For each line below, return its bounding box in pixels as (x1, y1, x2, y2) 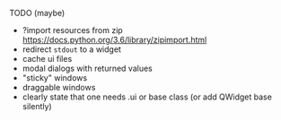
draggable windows (22, 82, 96, 92)
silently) (22, 101, 52, 111)
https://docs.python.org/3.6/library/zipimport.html (22, 35, 207, 45)
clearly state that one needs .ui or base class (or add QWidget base (22, 91, 272, 102)
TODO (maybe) (9, 8, 66, 18)
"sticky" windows (22, 73, 88, 83)
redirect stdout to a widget (22, 44, 121, 55)
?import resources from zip (22, 25, 123, 35)
